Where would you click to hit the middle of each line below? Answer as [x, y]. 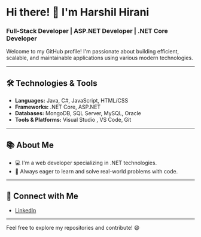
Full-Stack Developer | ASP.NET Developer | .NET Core [87, 31]
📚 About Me [30, 145]
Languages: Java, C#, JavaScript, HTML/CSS [71, 101]
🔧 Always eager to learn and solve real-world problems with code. [96, 172]
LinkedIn [25, 210]
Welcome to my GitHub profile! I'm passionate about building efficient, [93, 52]
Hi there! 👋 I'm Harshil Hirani [78, 12]
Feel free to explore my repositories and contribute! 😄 [73, 227]
